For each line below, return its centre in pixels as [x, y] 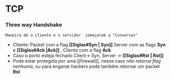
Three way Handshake [34, 25]
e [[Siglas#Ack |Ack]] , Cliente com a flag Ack [62, 50]
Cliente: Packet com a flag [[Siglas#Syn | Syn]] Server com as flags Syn [89, 45]
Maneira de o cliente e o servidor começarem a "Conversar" [72, 35]
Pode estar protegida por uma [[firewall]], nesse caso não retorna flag [87, 61]
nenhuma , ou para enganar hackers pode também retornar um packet [86, 66]
